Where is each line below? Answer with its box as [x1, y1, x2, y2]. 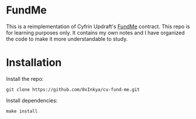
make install [6, 108, 38, 114]
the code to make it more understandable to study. [6, 35, 128, 42]
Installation [6, 56, 62, 69]
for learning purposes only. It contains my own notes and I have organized [6, 29, 185, 36]
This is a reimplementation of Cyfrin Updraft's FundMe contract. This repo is [6, 23, 190, 30]
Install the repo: [6, 75, 44, 82]
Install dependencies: [6, 97, 58, 104]
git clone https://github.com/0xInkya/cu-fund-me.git [6, 86, 140, 93]
